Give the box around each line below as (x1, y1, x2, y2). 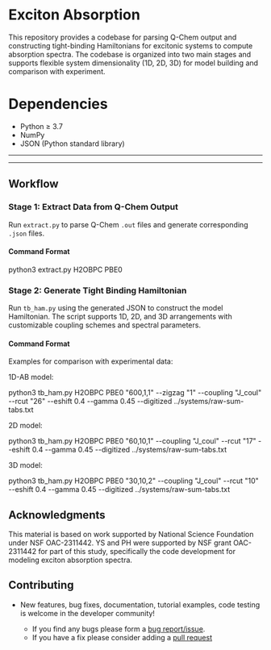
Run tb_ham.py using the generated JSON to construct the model (8, 303, 223, 313)
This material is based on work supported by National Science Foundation (8, 530, 254, 540)
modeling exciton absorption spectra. (8, 555, 133, 565)
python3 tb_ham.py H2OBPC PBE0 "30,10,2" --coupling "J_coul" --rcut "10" (8, 476, 260, 485)
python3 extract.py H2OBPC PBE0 (8, 265, 123, 274)
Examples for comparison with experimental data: (8, 356, 173, 366)
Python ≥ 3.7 (19, 121, 63, 131)
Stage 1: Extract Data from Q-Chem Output (8, 202, 179, 213)
